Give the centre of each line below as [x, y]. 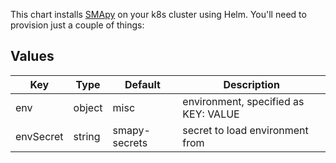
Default [142, 84]
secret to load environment [245, 130]
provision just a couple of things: [77, 25]
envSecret [39, 136]
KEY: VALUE [211, 114]
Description [251, 84]
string [87, 136]
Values [32, 56]
